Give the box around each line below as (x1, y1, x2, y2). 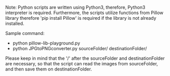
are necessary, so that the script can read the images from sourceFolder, (5, 61, 158, 66)
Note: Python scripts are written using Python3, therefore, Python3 (5, 5, 146, 10)
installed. (5, 20, 24, 26)
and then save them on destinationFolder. (5, 66, 92, 72)
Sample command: (5, 30, 45, 36)
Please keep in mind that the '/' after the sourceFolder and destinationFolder (5, 55, 165, 61)
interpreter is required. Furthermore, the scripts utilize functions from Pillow (5, 10, 164, 16)
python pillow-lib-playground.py (12, 40, 80, 46)
